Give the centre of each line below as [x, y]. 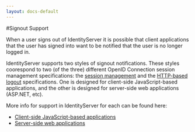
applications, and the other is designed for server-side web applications [93, 88]
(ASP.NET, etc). [25, 94]
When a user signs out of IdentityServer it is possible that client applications [97, 39]
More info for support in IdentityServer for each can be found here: [87, 105]
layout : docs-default [32, 11]
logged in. [18, 52]
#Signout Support [27, 28]
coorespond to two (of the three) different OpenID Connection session [90, 69]
